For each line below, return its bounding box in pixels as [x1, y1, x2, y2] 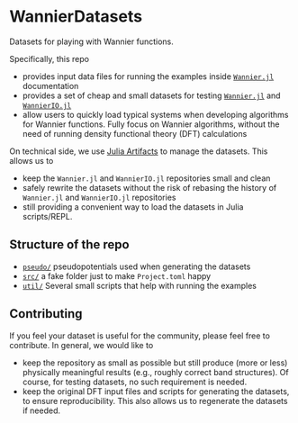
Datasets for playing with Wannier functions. [9, 36, 174, 47]
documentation [22, 80, 79, 91]
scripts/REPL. [22, 211, 73, 221]
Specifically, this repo [9, 53, 90, 64]
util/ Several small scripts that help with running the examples [22, 280, 257, 291]
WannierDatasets [9, 6, 142, 27]
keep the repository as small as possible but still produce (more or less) [22, 357, 288, 368]
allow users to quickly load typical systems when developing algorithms [22, 109, 289, 120]
